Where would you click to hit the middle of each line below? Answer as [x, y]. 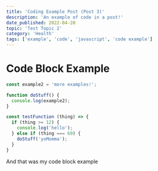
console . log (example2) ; [41, 101]
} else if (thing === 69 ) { [46, 134]
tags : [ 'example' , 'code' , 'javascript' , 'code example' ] [79, 39]
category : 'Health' [30, 34]
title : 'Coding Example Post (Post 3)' [56, 12]
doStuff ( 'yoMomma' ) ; [42, 139]
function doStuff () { [33, 95]
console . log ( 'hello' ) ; [45, 128]
